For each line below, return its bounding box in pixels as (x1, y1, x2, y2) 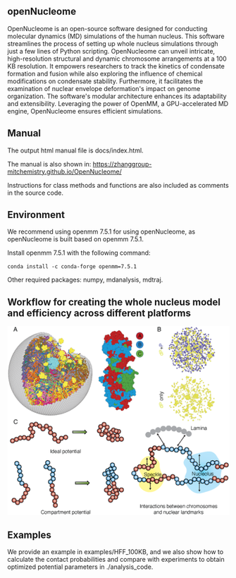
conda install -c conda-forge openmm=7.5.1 (7, 263, 137, 270)
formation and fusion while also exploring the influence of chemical (7, 69, 203, 78)
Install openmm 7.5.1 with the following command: (7, 248, 151, 257)
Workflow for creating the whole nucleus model (7, 296, 221, 308)
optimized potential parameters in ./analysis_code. (7, 562, 154, 571)
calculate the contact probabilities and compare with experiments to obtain (7, 555, 225, 564)
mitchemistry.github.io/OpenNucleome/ (7, 167, 122, 176)
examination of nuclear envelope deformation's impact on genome (7, 84, 201, 92)
